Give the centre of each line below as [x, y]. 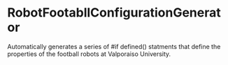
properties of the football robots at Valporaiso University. [89, 54]
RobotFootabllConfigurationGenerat [114, 13]
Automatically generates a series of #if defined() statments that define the [114, 46]
